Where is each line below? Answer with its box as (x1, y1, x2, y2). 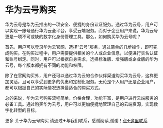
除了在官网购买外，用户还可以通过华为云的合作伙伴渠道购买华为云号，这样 (5, 73, 154, 78)
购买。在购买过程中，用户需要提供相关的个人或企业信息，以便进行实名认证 (9, 50, 158, 56)
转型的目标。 (13, 107, 39, 113)
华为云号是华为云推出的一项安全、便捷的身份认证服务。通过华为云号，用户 (5, 21, 154, 27)
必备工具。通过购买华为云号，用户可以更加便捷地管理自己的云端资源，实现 (5, 101, 154, 107)
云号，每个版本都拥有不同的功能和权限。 (5, 62, 86, 68)
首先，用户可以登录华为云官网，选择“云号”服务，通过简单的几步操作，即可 (5, 44, 154, 50)
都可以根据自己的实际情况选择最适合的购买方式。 (5, 85, 103, 91)
